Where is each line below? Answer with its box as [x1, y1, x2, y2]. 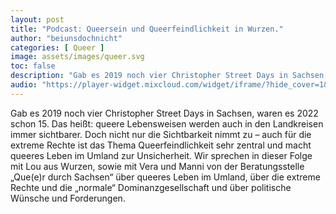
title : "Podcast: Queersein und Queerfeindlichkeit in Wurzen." [10, 24, 284, 34]
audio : [10, 80, 38, 90]
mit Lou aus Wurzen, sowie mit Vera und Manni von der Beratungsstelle [10, 160, 305, 172]
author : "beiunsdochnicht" [10, 33, 123, 43]
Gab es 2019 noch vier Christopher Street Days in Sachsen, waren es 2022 [10, 107, 319, 119]
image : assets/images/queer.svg [10, 52, 145, 62]
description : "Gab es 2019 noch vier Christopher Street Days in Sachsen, [10, 71, 329, 81]
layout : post [10, 14, 65, 25]
